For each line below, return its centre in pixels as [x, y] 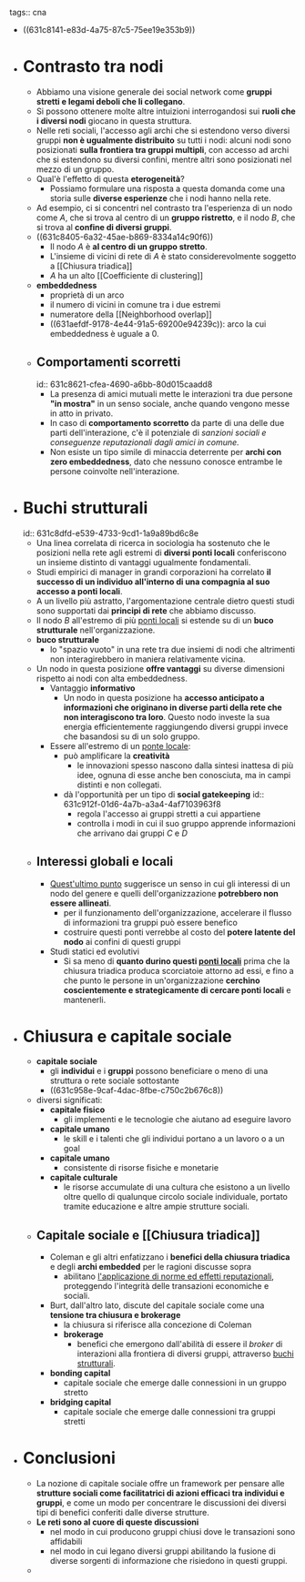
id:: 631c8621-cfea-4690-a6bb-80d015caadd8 [124, 384]
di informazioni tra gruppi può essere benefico [151, 922]
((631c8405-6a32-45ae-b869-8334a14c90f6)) [125, 237]
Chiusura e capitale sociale [127, 1036]
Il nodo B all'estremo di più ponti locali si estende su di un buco [155, 620]
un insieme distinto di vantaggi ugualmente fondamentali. [143, 562]
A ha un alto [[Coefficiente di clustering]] [126, 275]
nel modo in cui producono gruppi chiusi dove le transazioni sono [173, 1532]
